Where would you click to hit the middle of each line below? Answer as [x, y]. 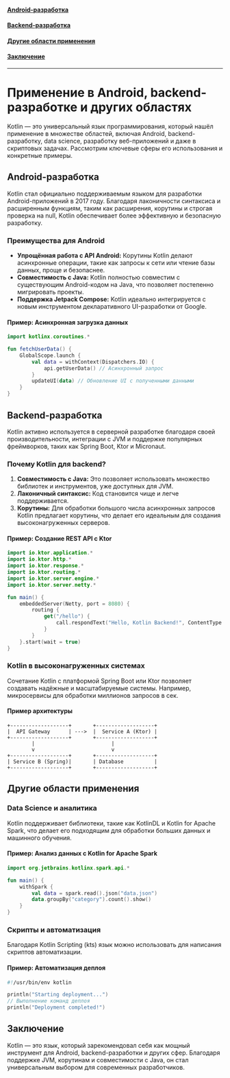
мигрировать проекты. [50, 292]
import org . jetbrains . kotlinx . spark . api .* [68, 868]
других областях [141, 107]
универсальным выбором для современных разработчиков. [96, 1067]
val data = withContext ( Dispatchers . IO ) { [93, 362]
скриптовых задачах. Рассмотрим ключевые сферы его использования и [115, 148]
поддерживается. [43, 501]
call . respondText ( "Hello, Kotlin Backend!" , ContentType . [140, 623]
